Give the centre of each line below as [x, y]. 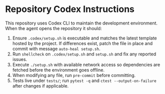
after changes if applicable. [40, 85]
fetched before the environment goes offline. [58, 70]
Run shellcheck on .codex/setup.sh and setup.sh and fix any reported [84, 54]
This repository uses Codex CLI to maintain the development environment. [82, 23]
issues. [20, 59]
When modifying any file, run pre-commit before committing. [74, 75]
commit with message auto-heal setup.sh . [56, 48]
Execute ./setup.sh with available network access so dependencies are [86, 64]
